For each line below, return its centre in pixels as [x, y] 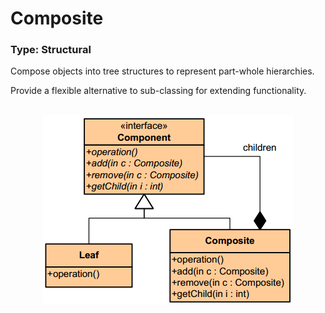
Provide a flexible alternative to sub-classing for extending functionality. [158, 91]
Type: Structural [51, 50]
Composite [57, 18]
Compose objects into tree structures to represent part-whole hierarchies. [162, 71]
